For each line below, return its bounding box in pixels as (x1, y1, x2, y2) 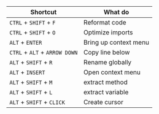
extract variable (83, 88, 129, 96)
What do (103, 8, 130, 16)
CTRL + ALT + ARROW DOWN (9, 48, 78, 56)
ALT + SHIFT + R (9, 58, 53, 66)
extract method (83, 78, 128, 86)
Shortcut (30, 8, 57, 16)
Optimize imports (83, 28, 133, 36)
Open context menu (83, 68, 141, 76)
